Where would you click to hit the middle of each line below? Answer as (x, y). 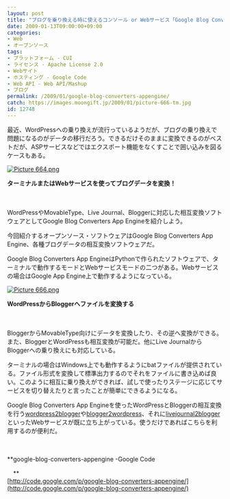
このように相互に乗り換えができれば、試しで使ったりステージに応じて (118, 382)
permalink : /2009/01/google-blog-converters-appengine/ (88, 97)
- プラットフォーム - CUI (40, 58)
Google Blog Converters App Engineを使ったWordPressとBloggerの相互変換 (115, 405)
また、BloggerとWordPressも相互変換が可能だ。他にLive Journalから (105, 341)
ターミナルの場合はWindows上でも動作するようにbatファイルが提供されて (112, 364)
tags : (15, 52)
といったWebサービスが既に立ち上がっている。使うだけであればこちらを (109, 422)
